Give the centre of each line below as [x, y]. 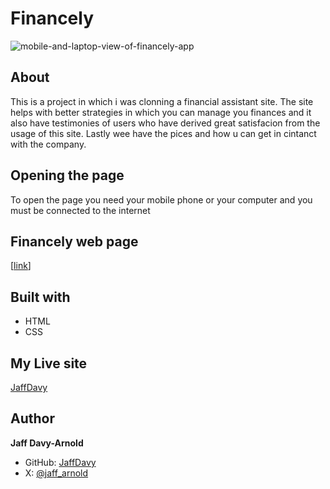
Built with [40, 297]
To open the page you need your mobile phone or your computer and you [161, 199]
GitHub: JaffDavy [60, 462]
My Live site [49, 363]
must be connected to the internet [80, 210]
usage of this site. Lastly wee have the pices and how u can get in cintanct [163, 133]
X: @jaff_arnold [56, 473]
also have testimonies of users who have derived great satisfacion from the [165, 123]
